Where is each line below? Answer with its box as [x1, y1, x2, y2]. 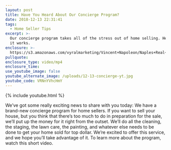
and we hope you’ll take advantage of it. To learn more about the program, [5, 134, 161, 140]
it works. [10, 41, 31, 46]
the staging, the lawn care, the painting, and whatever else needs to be [5, 124, 154, 130]
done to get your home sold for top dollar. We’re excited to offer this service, [5, 129, 165, 135]
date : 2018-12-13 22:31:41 [5, 17, 63, 22]
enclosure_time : [5, 64, 40, 69]
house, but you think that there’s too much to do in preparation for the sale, [5, 113, 162, 119]
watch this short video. [5, 140, 53, 146]
